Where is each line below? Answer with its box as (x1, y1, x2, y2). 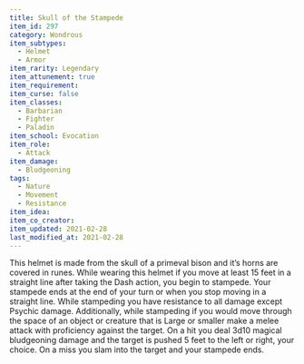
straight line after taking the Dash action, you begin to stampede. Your (9, 277, 271, 288)
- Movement (17, 191, 59, 200)
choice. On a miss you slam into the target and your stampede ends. (9, 344, 265, 355)
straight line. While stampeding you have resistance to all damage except (9, 296, 283, 307)
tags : (9, 173, 30, 182)
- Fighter (17, 114, 54, 123)
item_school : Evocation (9, 132, 100, 141)
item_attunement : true (9, 73, 95, 82)
